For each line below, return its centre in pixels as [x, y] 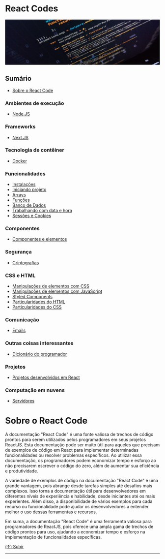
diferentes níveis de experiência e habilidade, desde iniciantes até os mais [80, 496]
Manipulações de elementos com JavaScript [57, 291]
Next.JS [20, 137]
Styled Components [32, 296]
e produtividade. [22, 471]
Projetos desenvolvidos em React [46, 377]
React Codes [32, 9]
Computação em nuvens [35, 390]
